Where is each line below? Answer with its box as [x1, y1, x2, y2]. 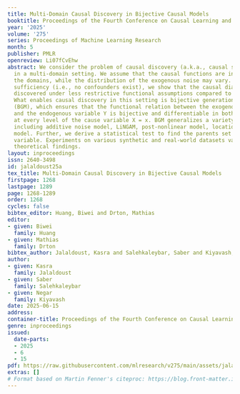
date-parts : [14, 335, 50, 343]
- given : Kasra [7, 263, 53, 270]
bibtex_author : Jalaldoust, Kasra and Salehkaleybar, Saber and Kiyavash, [7, 249, 235, 257]
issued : [7, 329, 31, 336]
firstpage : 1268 [7, 176, 56, 183]
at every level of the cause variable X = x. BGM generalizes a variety [14, 116, 235, 123]
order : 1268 [7, 196, 43, 203]
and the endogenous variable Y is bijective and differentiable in [14, 110, 219, 117]
